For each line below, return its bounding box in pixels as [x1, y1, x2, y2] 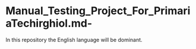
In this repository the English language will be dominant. [5, 36, 143, 43]
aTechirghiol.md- [5, 17, 93, 30]
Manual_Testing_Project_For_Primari [5, 4, 191, 18]
